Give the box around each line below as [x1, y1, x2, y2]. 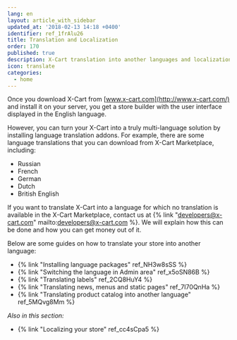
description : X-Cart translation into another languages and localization [7, 56, 232, 63]
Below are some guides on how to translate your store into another [7, 239, 201, 248]
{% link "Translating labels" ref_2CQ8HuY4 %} [17, 275, 153, 284]
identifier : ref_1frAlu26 [7, 30, 83, 37]
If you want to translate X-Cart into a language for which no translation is [7, 203, 219, 212]
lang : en [7, 10, 33, 18]
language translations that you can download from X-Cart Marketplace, [7, 139, 214, 147]
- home [13, 75, 33, 83]
